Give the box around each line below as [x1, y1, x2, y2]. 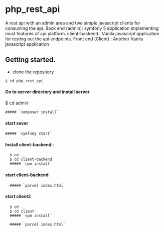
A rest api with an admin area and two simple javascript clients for [5, 20, 141, 26]
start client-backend [5, 172, 49, 178]
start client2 [5, 193, 31, 200]
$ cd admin [5, 100, 28, 106]
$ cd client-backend [9, 157, 52, 162]
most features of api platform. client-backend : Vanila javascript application [5, 30, 160, 36]
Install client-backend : [5, 141, 54, 147]
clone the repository [12, 69, 54, 75]
